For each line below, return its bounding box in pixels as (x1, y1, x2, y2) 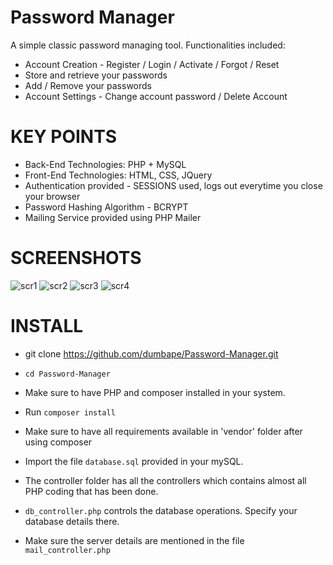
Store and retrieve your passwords (24, 69, 168, 81)
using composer (24, 436, 93, 448)
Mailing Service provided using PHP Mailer (24, 211, 202, 223)
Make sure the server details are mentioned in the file (24, 534, 245, 546)
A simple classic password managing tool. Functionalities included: (10, 39, 286, 51)
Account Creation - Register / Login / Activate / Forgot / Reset (24, 58, 280, 70)
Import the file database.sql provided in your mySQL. (24, 455, 244, 467)
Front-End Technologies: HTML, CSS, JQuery (24, 169, 213, 181)
